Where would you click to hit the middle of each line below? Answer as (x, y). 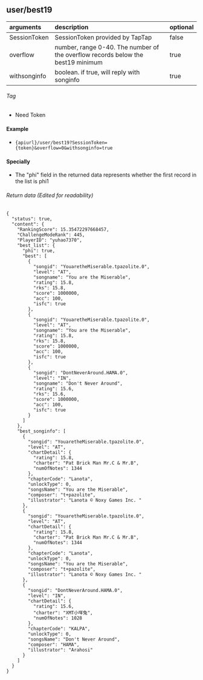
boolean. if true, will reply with (97, 72)
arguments (25, 27)
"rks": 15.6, (50, 394)
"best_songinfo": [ (42, 431)
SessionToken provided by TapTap (103, 37)
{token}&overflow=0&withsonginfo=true (64, 148)
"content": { (28, 224)
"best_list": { (36, 245)
